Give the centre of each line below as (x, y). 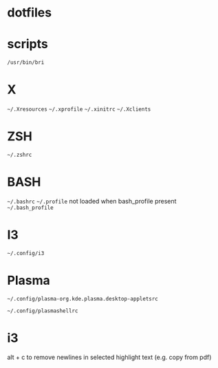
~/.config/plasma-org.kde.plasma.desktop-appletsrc (83, 299)
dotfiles (30, 13)
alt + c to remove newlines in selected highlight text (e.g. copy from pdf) (109, 357)
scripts (28, 44)
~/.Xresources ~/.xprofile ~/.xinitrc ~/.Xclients (79, 109)
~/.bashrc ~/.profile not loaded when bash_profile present (92, 201)
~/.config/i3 (26, 253)
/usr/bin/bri (26, 63)
